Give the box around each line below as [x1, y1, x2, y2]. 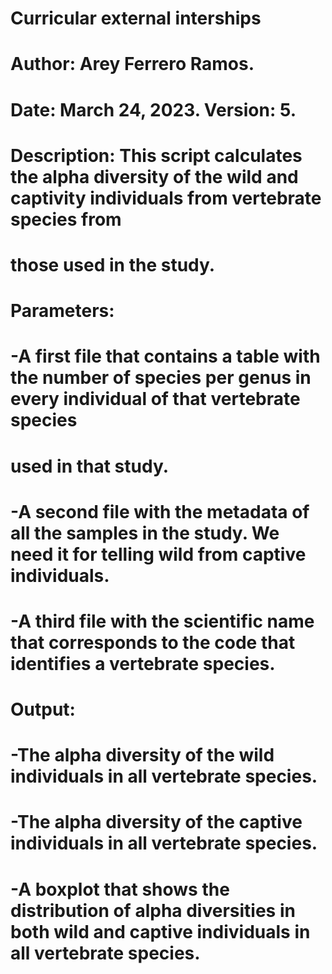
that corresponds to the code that [10, 631, 296, 654]
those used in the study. [10, 253, 216, 276]
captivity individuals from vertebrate [10, 187, 322, 209]
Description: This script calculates [10, 144, 303, 167]
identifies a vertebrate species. [10, 652, 276, 675]
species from [10, 208, 122, 231]
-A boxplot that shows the [10, 878, 230, 901]
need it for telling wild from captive [10, 543, 307, 566]
